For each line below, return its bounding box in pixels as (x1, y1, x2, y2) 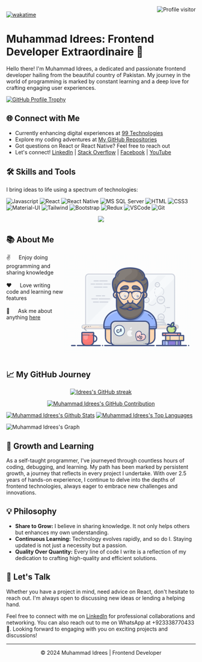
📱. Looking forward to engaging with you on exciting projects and (6, 625, 168, 632)
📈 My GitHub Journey (6, 369, 91, 379)
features (6, 295, 27, 302)
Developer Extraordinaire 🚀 (6, 45, 144, 59)
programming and (6, 262, 51, 270)
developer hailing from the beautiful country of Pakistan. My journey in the (6, 71, 191, 78)
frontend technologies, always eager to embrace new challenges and (6, 482, 178, 490)
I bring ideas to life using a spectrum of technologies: (6, 186, 138, 193)
